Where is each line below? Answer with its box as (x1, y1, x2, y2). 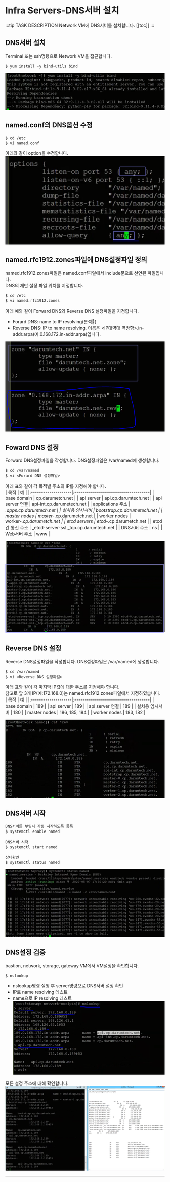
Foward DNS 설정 (5, 443, 59, 452)
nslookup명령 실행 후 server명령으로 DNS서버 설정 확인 (12, 983, 123, 989)
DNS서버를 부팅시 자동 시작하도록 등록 (5, 824, 73, 829)
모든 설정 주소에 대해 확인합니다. (5, 1080, 69, 1086)
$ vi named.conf (5, 140, 39, 146)
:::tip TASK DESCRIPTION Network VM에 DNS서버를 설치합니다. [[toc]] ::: (5, 22, 155, 28)
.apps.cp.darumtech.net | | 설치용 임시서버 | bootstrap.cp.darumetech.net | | (5, 507, 163, 513)
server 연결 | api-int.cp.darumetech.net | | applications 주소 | (5, 501, 131, 507)
